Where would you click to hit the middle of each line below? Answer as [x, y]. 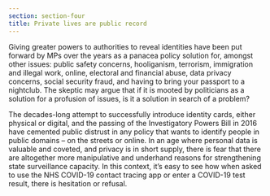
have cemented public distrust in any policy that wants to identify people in [134, 132]
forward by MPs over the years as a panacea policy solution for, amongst [131, 55]
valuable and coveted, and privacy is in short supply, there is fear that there [135, 149]
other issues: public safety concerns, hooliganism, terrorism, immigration [131, 64]
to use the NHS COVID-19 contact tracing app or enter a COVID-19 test [127, 175]
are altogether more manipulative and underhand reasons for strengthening [135, 157]
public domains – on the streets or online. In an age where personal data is [133, 140]
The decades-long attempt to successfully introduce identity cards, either [132, 114]
